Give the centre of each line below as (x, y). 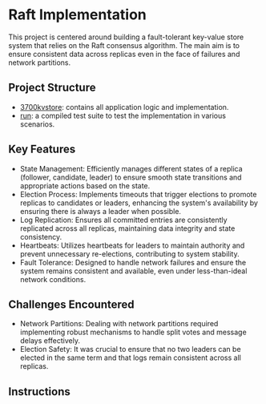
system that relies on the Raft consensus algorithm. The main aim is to (124, 45)
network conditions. (53, 279)
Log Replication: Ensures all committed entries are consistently (123, 220)
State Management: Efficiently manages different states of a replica (131, 168)
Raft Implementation (77, 15)
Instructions (39, 392)
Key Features (42, 149)
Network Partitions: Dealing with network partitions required (119, 324)
